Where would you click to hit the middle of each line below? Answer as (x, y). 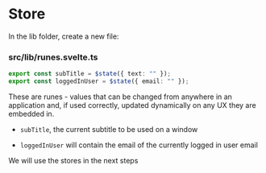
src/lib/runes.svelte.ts (53, 57)
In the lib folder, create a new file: (64, 36)
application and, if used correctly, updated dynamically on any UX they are (132, 105)
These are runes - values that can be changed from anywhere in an (120, 97)
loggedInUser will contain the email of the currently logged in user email (139, 145)
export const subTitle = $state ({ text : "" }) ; (90, 74)
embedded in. (31, 113)
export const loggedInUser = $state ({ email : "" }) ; (99, 81)
